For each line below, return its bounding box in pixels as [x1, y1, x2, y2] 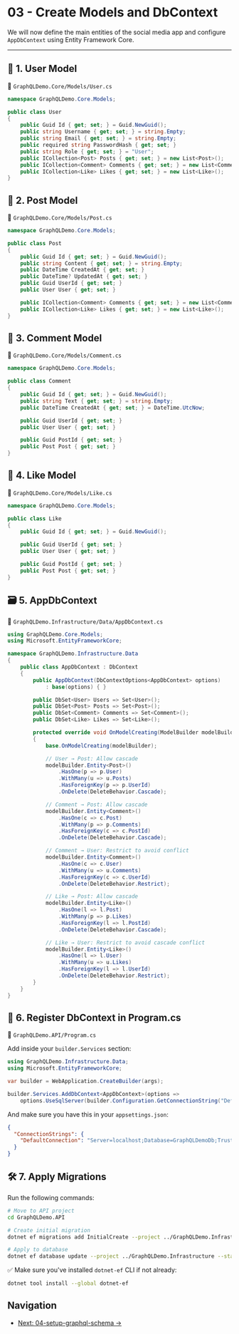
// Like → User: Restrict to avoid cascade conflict [45, 939, 205, 946]
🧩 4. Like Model [7, 470, 77, 482]
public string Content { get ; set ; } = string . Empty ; [20, 259, 183, 267]
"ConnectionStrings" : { [14, 1130, 84, 1137]
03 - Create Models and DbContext [7, 4, 218, 21]
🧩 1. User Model [7, 63, 78, 75]
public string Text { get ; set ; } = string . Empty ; [20, 397, 174, 405]
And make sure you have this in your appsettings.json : [7, 1110, 169, 1119]
